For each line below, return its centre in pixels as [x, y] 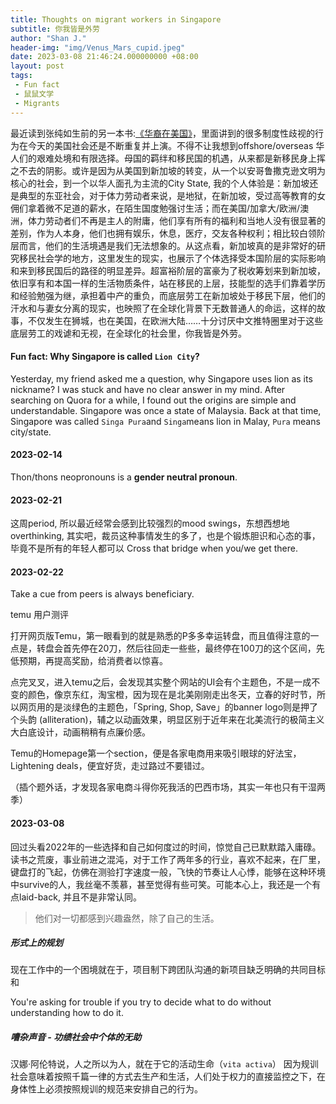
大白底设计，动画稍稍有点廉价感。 [80, 732]
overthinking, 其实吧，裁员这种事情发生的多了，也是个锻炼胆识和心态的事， [165, 536]
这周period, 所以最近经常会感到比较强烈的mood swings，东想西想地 [150, 523]
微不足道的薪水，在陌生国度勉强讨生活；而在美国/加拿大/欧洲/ [172, 208]
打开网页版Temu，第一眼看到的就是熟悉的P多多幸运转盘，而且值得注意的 [160, 636]
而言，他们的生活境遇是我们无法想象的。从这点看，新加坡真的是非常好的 [167, 245]
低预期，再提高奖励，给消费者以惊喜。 [89, 661]
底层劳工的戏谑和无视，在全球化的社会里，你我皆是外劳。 [128, 333]
